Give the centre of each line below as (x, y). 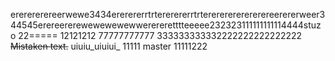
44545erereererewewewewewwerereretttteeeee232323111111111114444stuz (166, 25)
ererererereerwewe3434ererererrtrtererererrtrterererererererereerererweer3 (168, 14)
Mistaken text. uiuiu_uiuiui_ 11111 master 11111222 (109, 46)
